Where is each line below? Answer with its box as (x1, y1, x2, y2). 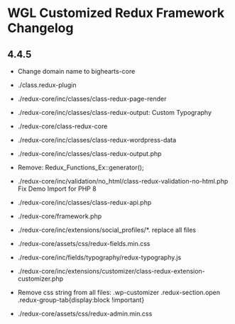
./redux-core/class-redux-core (17, 122, 108, 130)
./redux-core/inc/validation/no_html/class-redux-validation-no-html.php (17, 177, 229, 185)
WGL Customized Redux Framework (7, 5, 225, 21)
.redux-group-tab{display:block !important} (17, 296, 145, 304)
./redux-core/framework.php (17, 212, 102, 220)
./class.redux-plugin (17, 81, 77, 89)
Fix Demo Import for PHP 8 (17, 184, 97, 193)
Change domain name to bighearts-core (17, 67, 136, 75)
